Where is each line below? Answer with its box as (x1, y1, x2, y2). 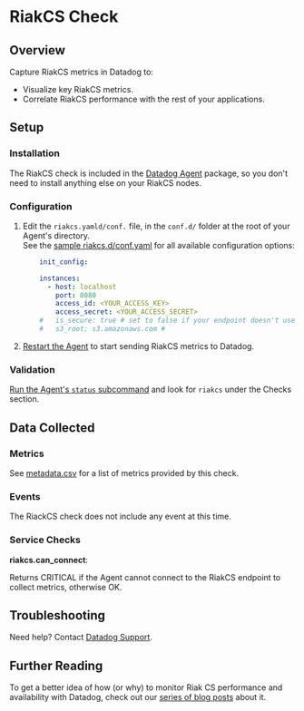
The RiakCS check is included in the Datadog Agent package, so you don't (9, 168, 289, 179)
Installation (9, 147, 61, 160)
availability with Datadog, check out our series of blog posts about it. (9, 692, 267, 703)
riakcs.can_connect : (9, 554, 89, 565)
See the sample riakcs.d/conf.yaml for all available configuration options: (22, 239, 295, 250)
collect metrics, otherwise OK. (9, 581, 123, 592)
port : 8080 (55, 290, 97, 300)
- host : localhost (46, 282, 117, 291)
